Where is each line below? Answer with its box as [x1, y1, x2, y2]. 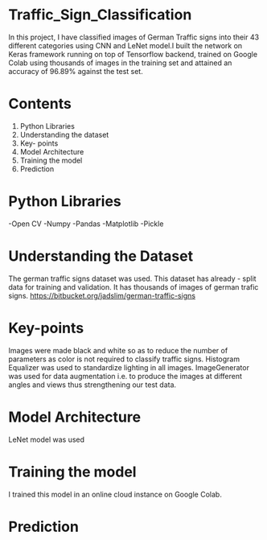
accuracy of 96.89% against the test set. [8, 66, 143, 76]
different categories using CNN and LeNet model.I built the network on [8, 40, 243, 50]
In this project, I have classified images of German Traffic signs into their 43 [8, 32, 260, 42]
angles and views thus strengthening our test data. [8, 380, 177, 390]
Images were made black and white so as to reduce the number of [8, 345, 228, 355]
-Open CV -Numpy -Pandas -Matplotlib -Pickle [8, 219, 164, 229]
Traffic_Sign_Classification [8, 6, 192, 24]
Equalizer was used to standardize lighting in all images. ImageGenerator [8, 362, 249, 372]
